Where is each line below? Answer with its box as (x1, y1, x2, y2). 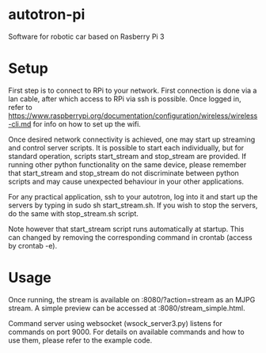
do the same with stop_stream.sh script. (8, 208, 139, 218)
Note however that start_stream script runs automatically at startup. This (8, 224, 245, 233)
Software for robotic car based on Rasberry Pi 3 (8, 32, 165, 41)
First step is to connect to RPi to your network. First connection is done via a (8, 85, 257, 95)
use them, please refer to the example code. (8, 335, 153, 345)
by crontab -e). (8, 241, 58, 250)
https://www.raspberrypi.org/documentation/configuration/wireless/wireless (8, 111, 258, 120)
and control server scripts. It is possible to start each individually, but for (8, 142, 245, 152)
